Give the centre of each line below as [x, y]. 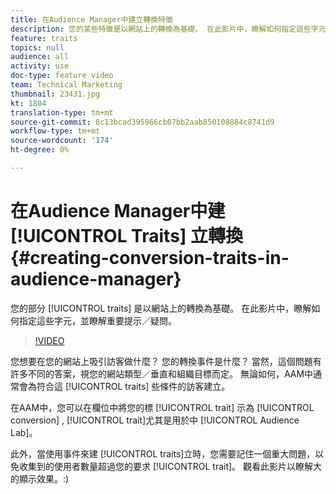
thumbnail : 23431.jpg [55, 94]
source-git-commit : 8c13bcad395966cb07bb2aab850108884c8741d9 [142, 122]
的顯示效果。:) [40, 478]
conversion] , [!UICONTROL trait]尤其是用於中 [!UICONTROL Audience [155, 420]
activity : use [40, 66]
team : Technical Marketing [66, 85]
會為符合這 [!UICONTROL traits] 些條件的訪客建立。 [124, 386]
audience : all [40, 57]
